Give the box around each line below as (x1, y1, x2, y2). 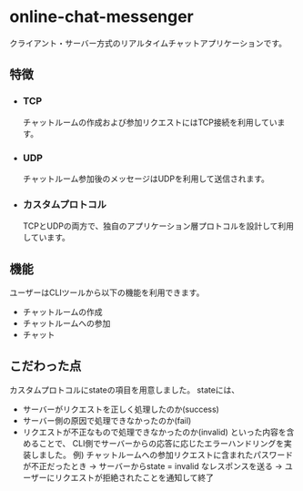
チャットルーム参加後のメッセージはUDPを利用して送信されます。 (22, 173, 270, 184)
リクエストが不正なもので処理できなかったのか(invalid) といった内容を (22, 426, 287, 437)
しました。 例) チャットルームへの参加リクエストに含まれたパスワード (30, 449, 294, 460)
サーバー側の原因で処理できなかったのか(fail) (22, 414, 192, 425)
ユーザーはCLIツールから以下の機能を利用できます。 (9, 287, 205, 298)
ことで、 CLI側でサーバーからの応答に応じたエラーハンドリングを (38, 437, 285, 448)
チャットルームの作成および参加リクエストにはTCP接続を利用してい (22, 117, 278, 128)
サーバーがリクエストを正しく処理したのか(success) (22, 404, 220, 414)
